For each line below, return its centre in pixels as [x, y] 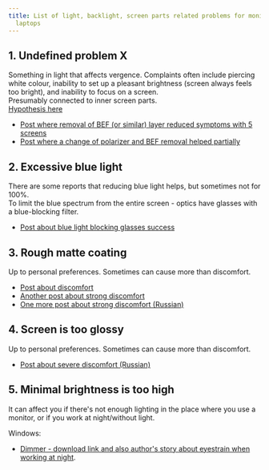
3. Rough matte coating [68, 252]
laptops [28, 23]
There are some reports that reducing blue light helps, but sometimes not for [134, 186]
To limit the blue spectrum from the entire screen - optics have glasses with [133, 203]
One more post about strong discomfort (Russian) [102, 304]
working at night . [48, 457]
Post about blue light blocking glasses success [97, 227]
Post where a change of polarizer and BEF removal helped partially [130, 142]
